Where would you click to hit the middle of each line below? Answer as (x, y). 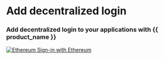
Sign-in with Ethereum (64, 50)
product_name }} (31, 37)
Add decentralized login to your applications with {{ (82, 30)
